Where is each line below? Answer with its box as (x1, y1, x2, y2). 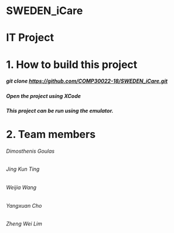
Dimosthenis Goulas (6, 147, 54, 154)
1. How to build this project (6, 58, 138, 71)
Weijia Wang (6, 184, 37, 191)
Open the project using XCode (6, 92, 81, 99)
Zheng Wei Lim (6, 220, 43, 227)
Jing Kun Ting (6, 166, 40, 173)
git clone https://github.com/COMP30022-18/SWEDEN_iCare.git (6, 77, 168, 85)
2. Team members (6, 128, 95, 141)
